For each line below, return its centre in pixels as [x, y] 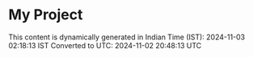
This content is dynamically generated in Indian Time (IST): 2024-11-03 [127, 37]
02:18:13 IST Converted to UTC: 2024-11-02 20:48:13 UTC [105, 45]
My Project [46, 15]
